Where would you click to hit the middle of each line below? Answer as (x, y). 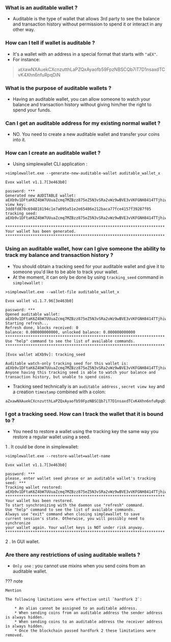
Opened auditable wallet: (33, 314)
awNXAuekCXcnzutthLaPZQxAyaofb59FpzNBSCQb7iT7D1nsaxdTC (95, 69)
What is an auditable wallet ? (41, 8)
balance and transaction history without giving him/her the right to (82, 104)
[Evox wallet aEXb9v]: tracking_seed (45, 354)
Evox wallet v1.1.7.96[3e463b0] (39, 301)
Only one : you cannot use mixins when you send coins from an (79, 566)
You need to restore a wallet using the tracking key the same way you (85, 432)
